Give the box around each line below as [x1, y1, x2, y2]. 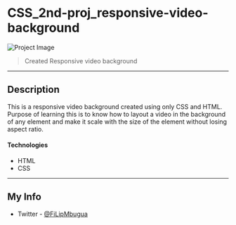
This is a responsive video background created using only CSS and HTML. [7, 102, 223, 110]
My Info [7, 191, 42, 203]
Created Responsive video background [24, 56, 138, 65]
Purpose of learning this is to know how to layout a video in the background [7, 110, 226, 118]
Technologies [7, 141, 48, 149]
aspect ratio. [7, 124, 44, 133]
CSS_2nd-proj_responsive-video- [7, 5, 209, 21]
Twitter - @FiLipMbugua [17, 210, 88, 218]
